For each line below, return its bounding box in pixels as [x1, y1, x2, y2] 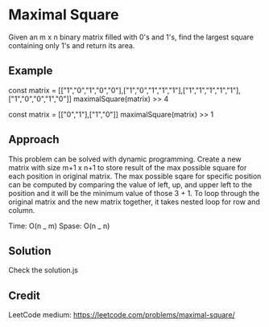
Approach [8, 133, 60, 146]
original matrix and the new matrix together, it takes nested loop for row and [8, 197, 260, 206]
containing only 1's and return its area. [8, 40, 135, 50]
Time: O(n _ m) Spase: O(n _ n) [8, 221, 110, 231]
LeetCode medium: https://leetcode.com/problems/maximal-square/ [8, 310, 235, 320]
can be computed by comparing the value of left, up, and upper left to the [8, 179, 252, 190]
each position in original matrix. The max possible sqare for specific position [8, 171, 262, 181]
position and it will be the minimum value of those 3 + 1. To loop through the [8, 188, 260, 198]
